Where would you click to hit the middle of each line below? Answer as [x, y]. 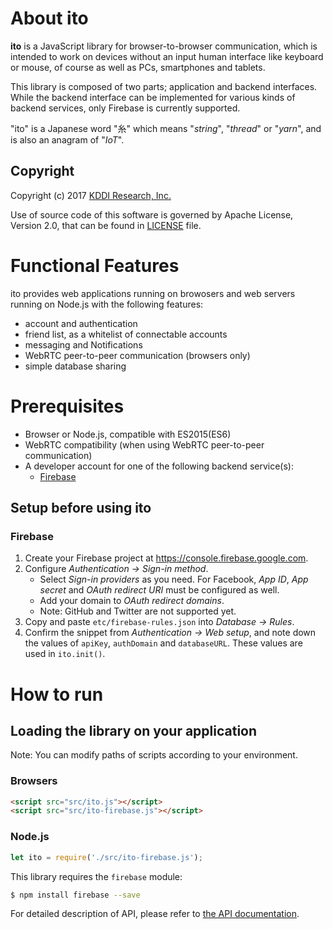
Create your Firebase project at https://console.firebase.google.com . [166, 558]
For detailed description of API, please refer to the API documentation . [155, 914]
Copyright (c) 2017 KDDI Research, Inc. [91, 195]
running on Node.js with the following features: [107, 304]
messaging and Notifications [83, 344]
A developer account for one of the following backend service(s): [159, 466]
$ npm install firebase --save [75, 895]
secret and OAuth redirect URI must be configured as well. [159, 590]
